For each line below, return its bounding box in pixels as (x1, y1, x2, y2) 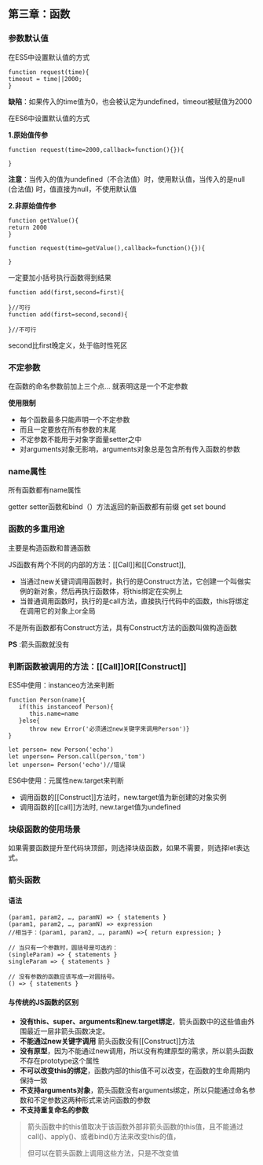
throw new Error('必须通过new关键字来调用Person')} (28, 724, 190, 733)
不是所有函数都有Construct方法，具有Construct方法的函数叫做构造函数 (8, 622, 237, 632)
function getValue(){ (8, 216, 79, 224)
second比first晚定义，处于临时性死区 (8, 341, 128, 350)
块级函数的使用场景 (8, 824, 81, 835)
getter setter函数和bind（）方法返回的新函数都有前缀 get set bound (8, 502, 226, 511)
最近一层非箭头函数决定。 (26, 1026, 110, 1036)
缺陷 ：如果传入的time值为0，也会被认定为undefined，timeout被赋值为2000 (8, 97, 253, 106)
